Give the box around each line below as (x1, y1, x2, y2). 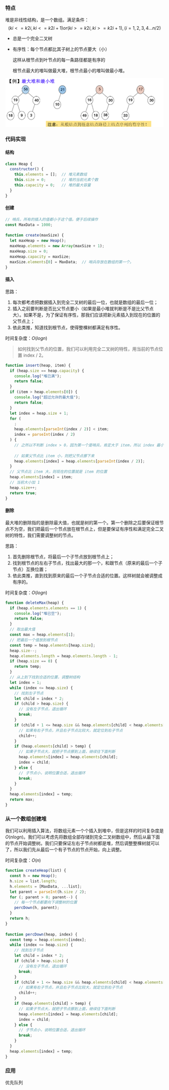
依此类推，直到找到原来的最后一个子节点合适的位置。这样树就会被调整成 (12, 572, 162, 579)
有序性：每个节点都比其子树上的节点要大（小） (12, 46, 110, 52)
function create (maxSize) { (5, 233, 64, 238)
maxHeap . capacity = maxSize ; (10, 254, 71, 259)
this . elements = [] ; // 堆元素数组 (14, 172, 87, 177)
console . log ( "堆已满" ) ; (14, 373, 62, 379)
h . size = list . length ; (10, 879, 57, 884)
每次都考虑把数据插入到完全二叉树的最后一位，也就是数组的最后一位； (12, 299, 158, 305)
